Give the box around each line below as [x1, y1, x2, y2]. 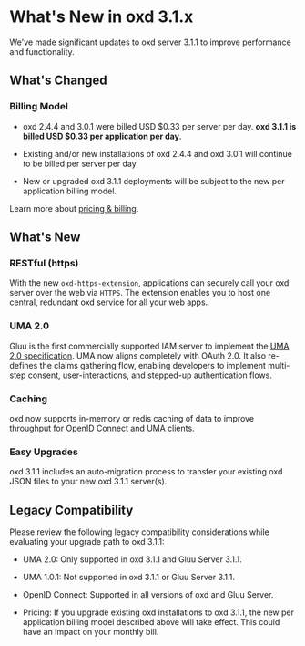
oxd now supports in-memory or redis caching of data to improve [9, 412, 255, 423]
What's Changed [9, 73, 107, 89]
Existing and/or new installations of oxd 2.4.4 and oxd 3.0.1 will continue [22, 148, 293, 159]
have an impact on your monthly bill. [22, 627, 159, 638]
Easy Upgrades [9, 445, 79, 458]
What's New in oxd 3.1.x [9, 6, 194, 27]
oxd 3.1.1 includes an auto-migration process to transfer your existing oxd [9, 466, 283, 477]
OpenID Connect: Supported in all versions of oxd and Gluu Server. [22, 589, 274, 600]
